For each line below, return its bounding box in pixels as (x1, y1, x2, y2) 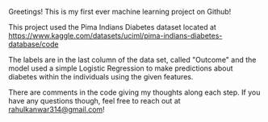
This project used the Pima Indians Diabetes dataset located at (8, 22, 216, 31)
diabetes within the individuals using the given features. (8, 72, 194, 81)
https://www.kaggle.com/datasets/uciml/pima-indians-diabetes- (8, 31, 223, 40)
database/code (8, 39, 59, 49)
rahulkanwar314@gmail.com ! (8, 104, 105, 114)
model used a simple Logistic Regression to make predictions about (8, 63, 233, 73)
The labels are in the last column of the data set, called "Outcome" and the (8, 55, 257, 64)
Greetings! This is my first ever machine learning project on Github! (8, 7, 232, 16)
